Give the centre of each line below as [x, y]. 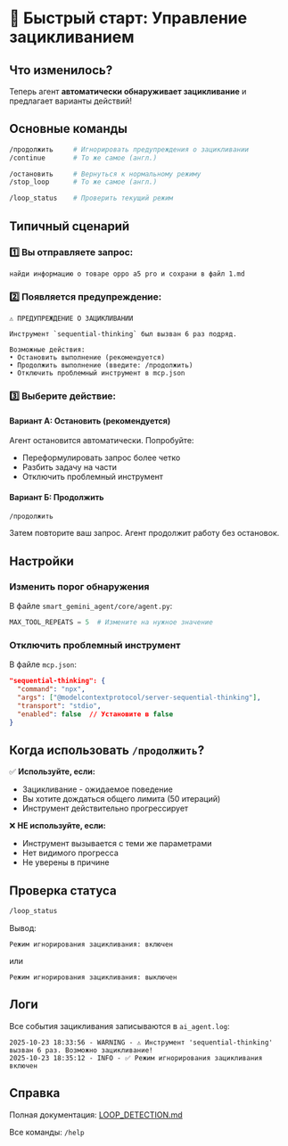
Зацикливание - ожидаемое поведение [98, 789]
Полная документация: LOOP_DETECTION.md [96, 1115]
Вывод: [23, 928]
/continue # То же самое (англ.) [83, 158]
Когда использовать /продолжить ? [107, 750]
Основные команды [68, 129]
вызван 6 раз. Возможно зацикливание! [81, 1050]
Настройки [41, 561]
